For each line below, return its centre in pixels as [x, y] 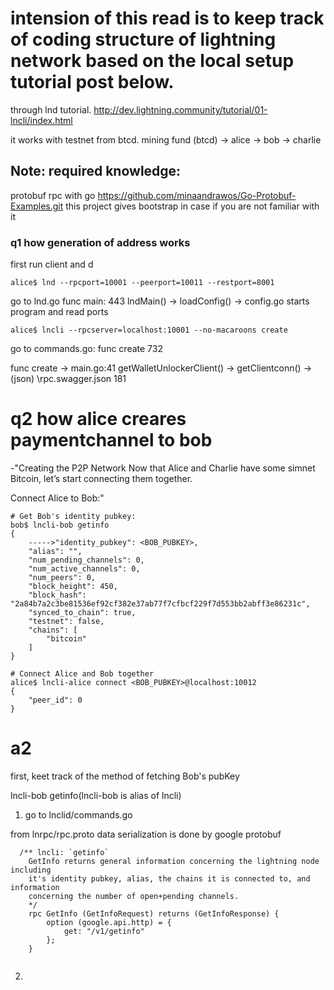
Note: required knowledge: [96, 171]
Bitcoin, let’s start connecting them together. [101, 478]
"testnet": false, [66, 621]
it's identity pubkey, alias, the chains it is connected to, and [169, 878]
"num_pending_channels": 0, [86, 560]
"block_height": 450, [73, 586]
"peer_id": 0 [55, 700]
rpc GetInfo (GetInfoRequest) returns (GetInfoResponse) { [154, 913]
